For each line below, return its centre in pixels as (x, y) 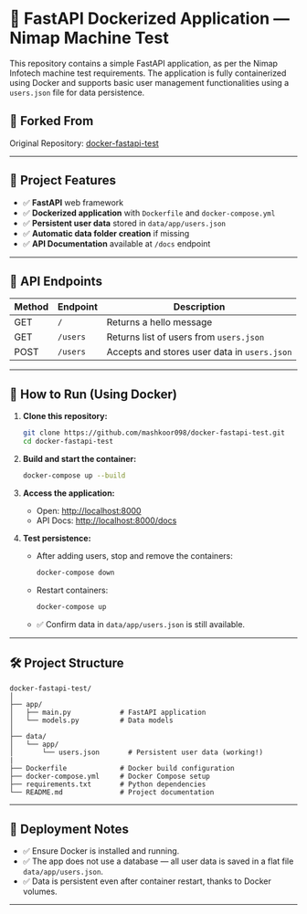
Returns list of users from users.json (185, 337)
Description (199, 307)
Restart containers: (72, 590)
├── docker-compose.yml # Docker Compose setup (110, 777)
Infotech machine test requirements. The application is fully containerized (148, 73)
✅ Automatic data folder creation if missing (106, 233)
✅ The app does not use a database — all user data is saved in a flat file (158, 861)
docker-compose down (75, 573)
